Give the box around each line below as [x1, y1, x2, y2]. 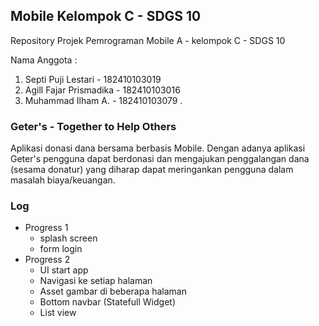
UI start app [39, 264, 89, 276]
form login [39, 243, 83, 255]
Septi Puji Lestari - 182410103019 [24, 73, 162, 85]
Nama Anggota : [10, 54, 78, 66]
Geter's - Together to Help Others [10, 119, 177, 133]
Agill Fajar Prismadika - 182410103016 [24, 84, 181, 96]
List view [39, 307, 77, 319]
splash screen [39, 232, 98, 244]
